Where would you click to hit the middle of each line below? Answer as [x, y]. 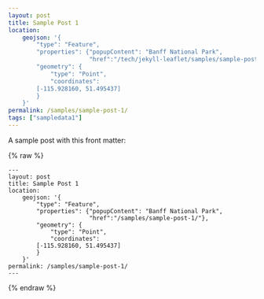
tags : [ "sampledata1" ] [45, 118]
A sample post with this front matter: [67, 140]
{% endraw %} [32, 287]
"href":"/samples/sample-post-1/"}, [149, 218]
